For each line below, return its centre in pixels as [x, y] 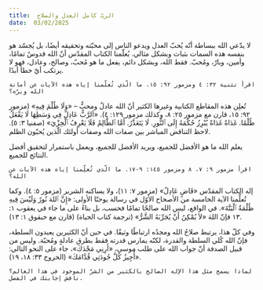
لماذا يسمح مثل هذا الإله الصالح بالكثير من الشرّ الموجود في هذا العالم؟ [130, 271]
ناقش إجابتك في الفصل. [46, 278]
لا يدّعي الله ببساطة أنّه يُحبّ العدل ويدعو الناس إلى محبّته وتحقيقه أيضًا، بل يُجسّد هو [130, 45]
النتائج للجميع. [29, 154]
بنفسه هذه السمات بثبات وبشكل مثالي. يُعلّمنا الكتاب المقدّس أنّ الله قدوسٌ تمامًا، [127, 53]
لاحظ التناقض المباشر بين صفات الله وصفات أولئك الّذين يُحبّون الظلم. [110, 131]
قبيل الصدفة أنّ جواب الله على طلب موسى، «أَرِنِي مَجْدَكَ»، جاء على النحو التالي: [126, 248]
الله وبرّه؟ [27, 91]
